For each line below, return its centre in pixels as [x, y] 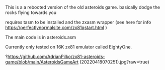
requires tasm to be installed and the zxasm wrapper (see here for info [78, 22]
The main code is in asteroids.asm [41, 37]
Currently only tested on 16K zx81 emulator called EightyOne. [69, 47]
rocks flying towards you [31, 12]
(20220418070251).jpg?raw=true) [114, 62]
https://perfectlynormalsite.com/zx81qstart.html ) [56, 27]
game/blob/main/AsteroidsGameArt [42, 62]
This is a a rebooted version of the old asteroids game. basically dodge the [82, 7]
